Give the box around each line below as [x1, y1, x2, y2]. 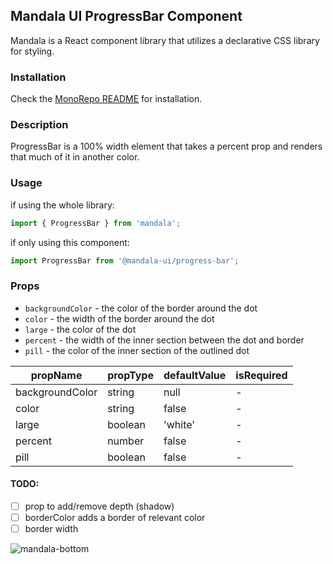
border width [24, 523, 79, 535]
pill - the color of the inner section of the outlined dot [24, 344, 250, 356]
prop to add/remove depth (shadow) [24, 500, 175, 512]
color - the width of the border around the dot [24, 312, 215, 324]
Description [10, 118, 69, 132]
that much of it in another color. [10, 151, 140, 163]
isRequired [235, 368, 288, 382]
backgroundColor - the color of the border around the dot [24, 302, 258, 314]
